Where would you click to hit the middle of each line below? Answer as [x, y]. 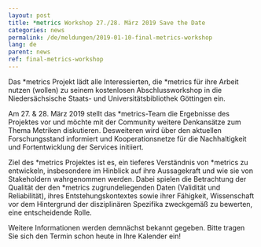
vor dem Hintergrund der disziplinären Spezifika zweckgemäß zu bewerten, [130, 204]
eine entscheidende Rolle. [50, 212]
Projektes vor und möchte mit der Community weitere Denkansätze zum [125, 122]
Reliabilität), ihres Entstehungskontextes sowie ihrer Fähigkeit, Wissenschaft [131, 195]
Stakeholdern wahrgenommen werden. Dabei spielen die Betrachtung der [127, 179]
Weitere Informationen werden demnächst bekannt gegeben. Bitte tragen [127, 227]
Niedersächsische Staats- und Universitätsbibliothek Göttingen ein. [117, 98]
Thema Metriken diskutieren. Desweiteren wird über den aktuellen [115, 130]
